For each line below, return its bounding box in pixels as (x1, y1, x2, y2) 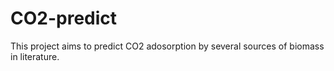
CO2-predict (10, 7, 118, 30)
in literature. (10, 50, 60, 62)
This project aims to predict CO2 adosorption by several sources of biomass (10, 40, 325, 52)
